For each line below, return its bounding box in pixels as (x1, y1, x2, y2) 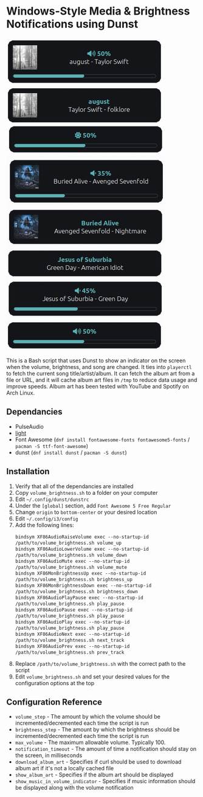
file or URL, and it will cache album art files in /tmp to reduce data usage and (6, 376, 198, 384)
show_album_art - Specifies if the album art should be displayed (15, 771, 174, 779)
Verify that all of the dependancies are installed (15, 482, 134, 490)
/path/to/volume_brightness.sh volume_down (15, 552, 128, 558)
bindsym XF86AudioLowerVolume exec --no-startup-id (15, 546, 149, 552)
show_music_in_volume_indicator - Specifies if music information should (15, 778, 196, 785)
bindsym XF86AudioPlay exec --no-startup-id (15, 619, 130, 625)
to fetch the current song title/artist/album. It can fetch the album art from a (6, 370, 195, 377)
